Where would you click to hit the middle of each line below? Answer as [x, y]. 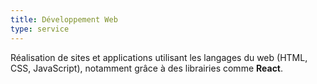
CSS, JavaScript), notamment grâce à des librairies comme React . [147, 68]
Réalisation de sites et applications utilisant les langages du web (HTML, [159, 57]
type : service [40, 29]
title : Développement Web [64, 19]
